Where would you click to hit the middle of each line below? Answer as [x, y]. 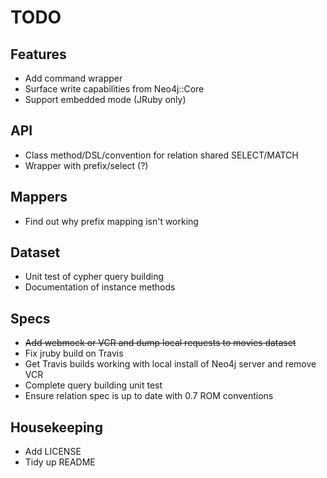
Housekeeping [56, 427]
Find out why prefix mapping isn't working [111, 221]
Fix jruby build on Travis [74, 353]
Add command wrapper [73, 78]
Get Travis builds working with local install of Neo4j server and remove [170, 364]
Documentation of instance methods [100, 287]
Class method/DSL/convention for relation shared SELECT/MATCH [161, 155]
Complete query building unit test [93, 385]
